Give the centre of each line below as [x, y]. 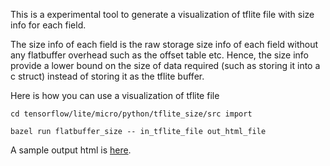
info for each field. [48, 25]
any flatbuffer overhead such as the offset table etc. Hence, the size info [159, 55]
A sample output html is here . [71, 150]
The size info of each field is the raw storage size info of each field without [164, 44]
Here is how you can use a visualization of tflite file [115, 95]
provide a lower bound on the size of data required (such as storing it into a [165, 65]
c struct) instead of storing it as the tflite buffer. [107, 76]
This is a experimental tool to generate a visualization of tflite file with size [162, 14]
